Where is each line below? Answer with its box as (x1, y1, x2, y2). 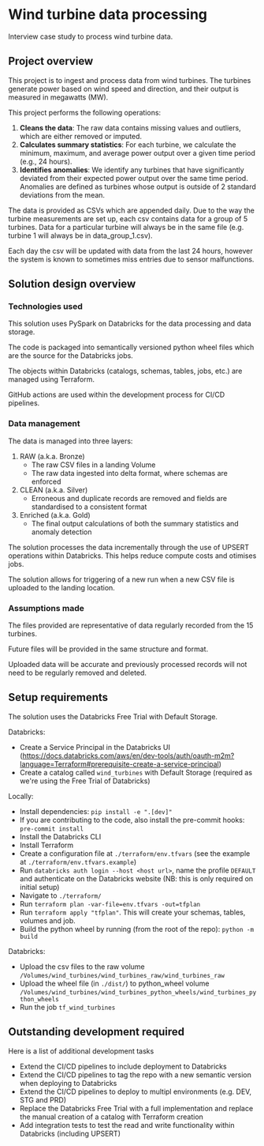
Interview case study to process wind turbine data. (8, 32, 173, 41)
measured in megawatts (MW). (8, 92, 109, 102)
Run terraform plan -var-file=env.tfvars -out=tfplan (19, 899, 201, 908)
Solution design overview (8, 277, 136, 291)
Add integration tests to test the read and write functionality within (19, 1120, 235, 1129)
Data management (8, 418, 80, 429)
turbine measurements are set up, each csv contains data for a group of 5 (8, 213, 248, 223)
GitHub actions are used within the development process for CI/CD (8, 390, 225, 400)
